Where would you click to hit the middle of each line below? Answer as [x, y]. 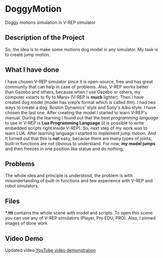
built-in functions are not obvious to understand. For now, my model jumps [80, 143]
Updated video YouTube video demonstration [50, 250]
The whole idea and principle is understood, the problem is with [69, 175]
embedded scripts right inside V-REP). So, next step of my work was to [76, 128]
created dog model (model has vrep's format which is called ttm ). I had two [80, 102]
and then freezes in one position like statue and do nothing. [64, 149]
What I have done [32, 70]
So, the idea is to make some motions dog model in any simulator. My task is [81, 49]
